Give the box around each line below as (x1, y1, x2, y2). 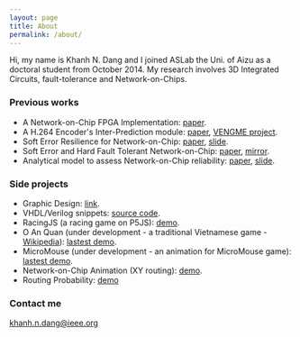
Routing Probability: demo (22, 274, 119, 285)
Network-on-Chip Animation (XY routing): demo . (22, 265, 203, 276)
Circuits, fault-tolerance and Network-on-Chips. (9, 74, 187, 85)
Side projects (9, 178, 69, 190)
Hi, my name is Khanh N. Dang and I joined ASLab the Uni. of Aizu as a (9, 55, 272, 66)
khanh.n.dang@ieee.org (9, 317, 99, 329)
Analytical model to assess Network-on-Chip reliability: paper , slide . (22, 155, 275, 166)
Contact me (9, 296, 62, 309)
